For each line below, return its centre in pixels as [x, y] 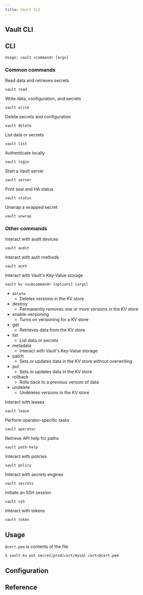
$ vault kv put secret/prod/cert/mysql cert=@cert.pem [62, 556]
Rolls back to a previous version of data [59, 382]
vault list [16, 144]
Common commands [30, 70]
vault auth [16, 266]
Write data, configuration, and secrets [43, 99]
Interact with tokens [25, 511]
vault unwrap [18, 216]
